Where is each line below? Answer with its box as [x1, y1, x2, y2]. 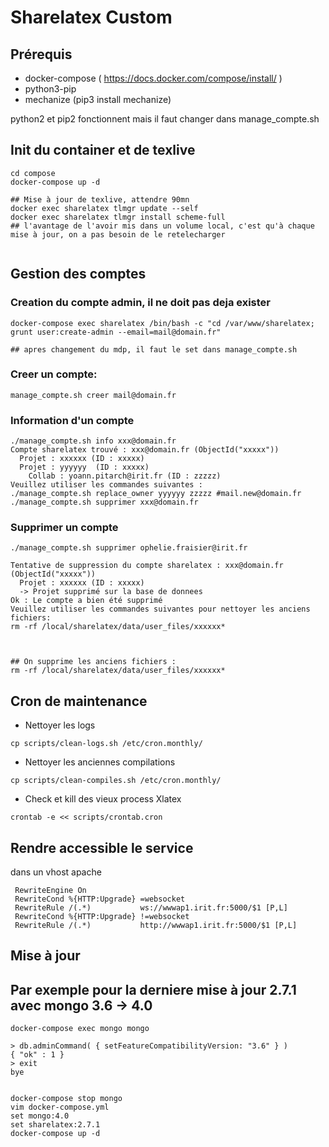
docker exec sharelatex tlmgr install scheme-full [10, 212, 226, 222]
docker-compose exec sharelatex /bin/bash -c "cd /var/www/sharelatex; [10, 318, 315, 328]
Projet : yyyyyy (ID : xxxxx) [19, 462, 150, 473]
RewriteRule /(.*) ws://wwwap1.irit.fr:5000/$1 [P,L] [14, 903, 288, 913]
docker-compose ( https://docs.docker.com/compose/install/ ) [24, 72, 283, 84]
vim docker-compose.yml [10, 1102, 110, 1113]
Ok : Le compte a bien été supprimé [10, 596, 163, 606]
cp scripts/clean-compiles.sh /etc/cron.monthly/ [10, 776, 222, 786]
